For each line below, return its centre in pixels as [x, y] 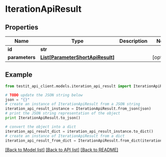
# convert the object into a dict [41, 126]
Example [19, 75]
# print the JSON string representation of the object [63, 113]
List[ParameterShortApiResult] [78, 57]
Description [133, 41]
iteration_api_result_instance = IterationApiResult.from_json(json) [78, 109]
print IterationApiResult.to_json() [43, 118]
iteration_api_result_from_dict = [41, 141]
